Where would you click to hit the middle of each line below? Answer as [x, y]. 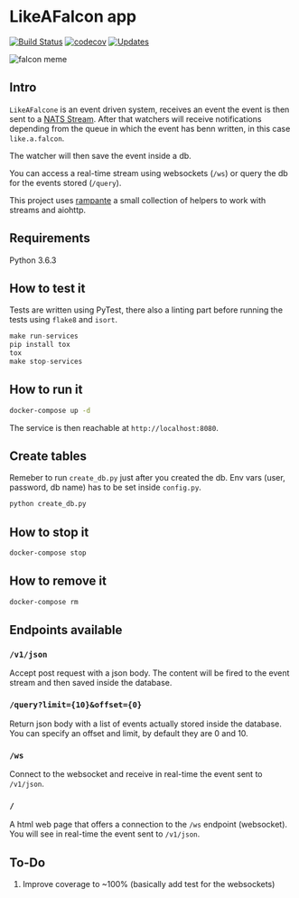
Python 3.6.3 [33, 260]
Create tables [48, 456]
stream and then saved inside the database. [91, 683]
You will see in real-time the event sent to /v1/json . [105, 834]
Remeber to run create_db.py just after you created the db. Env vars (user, [148, 478]
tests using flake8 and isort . [64, 320]
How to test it [47, 288]
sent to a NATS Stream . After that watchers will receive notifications [135, 118]
